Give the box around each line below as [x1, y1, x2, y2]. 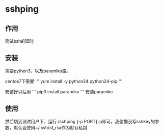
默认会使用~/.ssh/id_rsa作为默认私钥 [13, 124, 87, 131]
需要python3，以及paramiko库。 [5, 68, 71, 74]
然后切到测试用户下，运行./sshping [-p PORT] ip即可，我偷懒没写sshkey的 [5, 118, 155, 124]
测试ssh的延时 [5, 38, 34, 44]
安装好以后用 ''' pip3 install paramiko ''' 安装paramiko [5, 88, 113, 94]
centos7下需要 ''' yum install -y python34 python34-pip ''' [5, 78, 123, 84]
